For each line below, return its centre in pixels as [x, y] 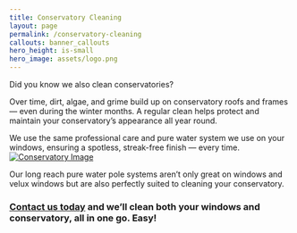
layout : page [34, 26]
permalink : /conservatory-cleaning [76, 34]
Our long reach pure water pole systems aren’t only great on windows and [146, 174]
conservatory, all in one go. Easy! [83, 218]
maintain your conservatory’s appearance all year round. [113, 121]
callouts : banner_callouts [59, 42]
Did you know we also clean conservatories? [92, 84]
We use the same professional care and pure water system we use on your [147, 138]
